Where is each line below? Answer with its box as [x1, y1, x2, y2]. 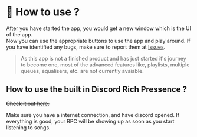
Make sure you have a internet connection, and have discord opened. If [6, 111, 180, 118]
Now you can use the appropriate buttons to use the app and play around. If [6, 37, 191, 44]
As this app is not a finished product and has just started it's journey [20, 55, 187, 62]
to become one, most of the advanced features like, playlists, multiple [20, 61, 190, 68]
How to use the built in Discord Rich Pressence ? [6, 85, 188, 95]
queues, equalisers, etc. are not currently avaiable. [20, 67, 145, 74]
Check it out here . [6, 100, 50, 107]
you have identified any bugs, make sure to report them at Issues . [6, 44, 166, 51]
